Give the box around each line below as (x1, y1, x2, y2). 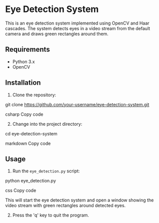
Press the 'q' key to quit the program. (12, 212, 89, 218)
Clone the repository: (12, 92, 56, 98)
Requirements (5, 45, 50, 54)
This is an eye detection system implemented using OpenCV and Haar (5, 20, 149, 26)
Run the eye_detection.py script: (12, 168, 80, 174)
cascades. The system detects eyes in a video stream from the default (5, 25, 150, 31)
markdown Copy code (5, 140, 51, 146)
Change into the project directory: (12, 121, 82, 127)
